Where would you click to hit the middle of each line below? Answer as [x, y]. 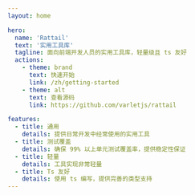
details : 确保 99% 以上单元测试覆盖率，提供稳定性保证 [104, 149]
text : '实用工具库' [44, 45]
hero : [16, 30]
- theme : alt [44, 90]
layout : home [29, 16]
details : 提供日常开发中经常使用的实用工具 [86, 134]
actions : [29, 60]
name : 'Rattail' [42, 38]
